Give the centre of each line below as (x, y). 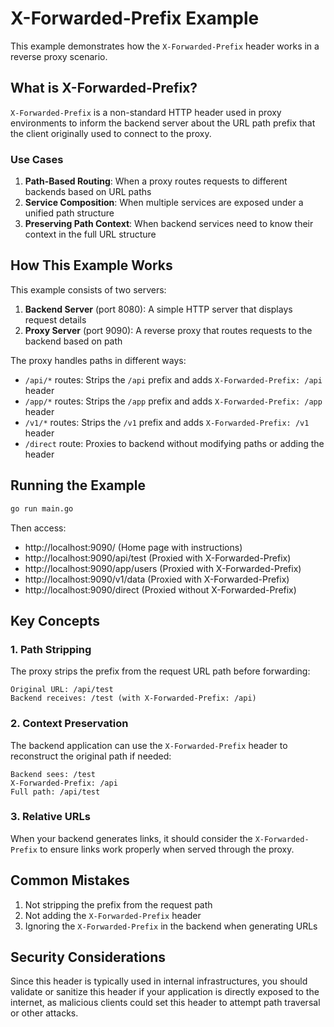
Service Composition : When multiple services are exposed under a (164, 203)
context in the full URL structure (90, 234)
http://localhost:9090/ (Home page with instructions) (133, 547)
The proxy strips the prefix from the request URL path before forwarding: (160, 671)
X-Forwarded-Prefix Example (135, 18)
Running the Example (78, 485)
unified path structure (69, 213)
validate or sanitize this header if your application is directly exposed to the (165, 992)
